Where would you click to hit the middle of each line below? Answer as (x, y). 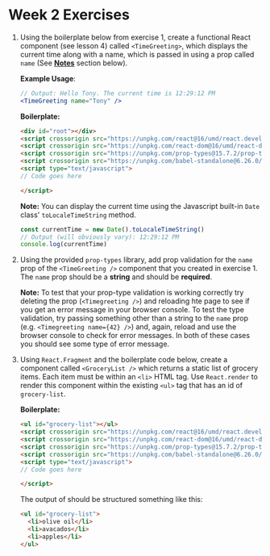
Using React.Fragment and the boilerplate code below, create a (124, 360)
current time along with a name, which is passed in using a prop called (137, 54)
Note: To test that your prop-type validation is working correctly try (132, 293)
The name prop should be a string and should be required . (116, 277)
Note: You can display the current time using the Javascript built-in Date (140, 206)
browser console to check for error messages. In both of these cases (135, 336)
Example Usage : (48, 78)
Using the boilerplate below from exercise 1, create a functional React (135, 37)
